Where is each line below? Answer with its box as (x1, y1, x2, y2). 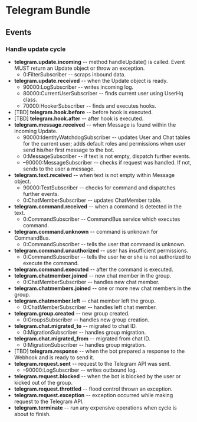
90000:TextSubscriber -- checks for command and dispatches (22, 184, 176, 191)
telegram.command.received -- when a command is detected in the (14, 202, 182, 210)
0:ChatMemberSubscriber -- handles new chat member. (22, 278, 160, 285)
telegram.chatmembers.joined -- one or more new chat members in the (14, 285, 191, 292)
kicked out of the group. (14, 379, 73, 386)
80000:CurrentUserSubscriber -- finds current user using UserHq (22, 89, 183, 96)
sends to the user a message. (22, 165, 95, 172)
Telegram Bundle (5, 4, 91, 17)
